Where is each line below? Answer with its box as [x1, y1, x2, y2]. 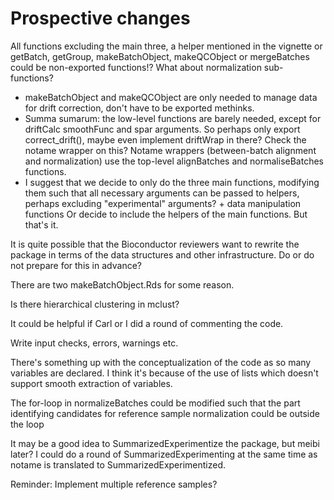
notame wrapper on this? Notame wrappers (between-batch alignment [24, 144, 317, 156]
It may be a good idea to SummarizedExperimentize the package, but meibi [10, 437, 320, 449]
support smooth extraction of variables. [10, 377, 173, 389]
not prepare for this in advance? [10, 259, 142, 271]
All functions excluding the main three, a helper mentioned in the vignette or [10, 40, 323, 52]
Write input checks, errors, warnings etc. [10, 337, 179, 349]
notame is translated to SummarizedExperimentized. [10, 458, 227, 471]
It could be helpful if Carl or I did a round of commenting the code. [10, 317, 284, 329]
